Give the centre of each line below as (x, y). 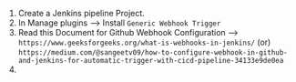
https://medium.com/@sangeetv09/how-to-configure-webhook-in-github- (153, 53)
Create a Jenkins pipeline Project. (82, 13)
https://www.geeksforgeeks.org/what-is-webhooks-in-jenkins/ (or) (144, 42)
